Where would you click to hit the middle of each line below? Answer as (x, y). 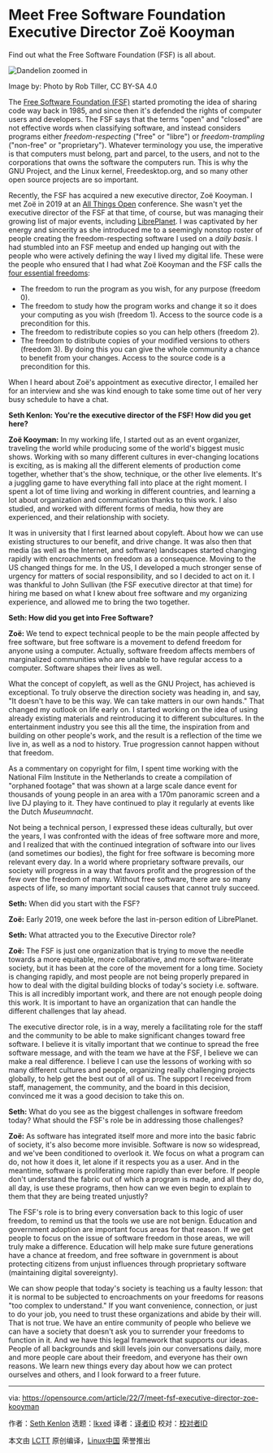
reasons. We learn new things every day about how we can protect (121, 1365)
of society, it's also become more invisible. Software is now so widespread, (134, 1144)
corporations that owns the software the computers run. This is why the (128, 162)
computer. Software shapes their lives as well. (85, 668)
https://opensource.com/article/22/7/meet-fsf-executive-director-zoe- (141, 1398)
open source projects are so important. (74, 179)
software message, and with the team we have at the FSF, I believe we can (133, 1053)
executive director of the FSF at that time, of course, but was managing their (136, 212)
